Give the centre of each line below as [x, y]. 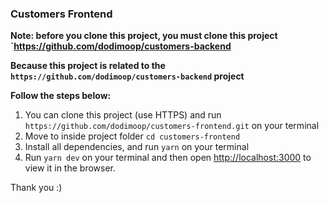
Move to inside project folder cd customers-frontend [132, 136]
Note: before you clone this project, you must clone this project [144, 36]
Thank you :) [36, 188]
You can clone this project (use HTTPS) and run [123, 115]
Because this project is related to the [88, 66]
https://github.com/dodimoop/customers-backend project [127, 76]
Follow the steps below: [61, 96]
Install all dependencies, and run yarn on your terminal [137, 147]
